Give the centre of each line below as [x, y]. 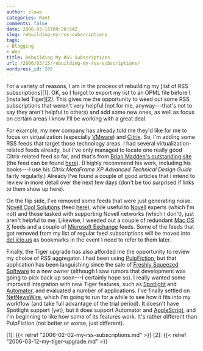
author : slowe [24, 12]
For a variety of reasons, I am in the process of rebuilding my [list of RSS [97, 86]
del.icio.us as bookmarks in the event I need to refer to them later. [89, 240]
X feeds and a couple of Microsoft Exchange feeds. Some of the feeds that [100, 227]
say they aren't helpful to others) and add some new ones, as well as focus [101, 112]
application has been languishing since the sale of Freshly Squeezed [92, 265]
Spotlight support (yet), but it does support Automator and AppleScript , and [101, 310]
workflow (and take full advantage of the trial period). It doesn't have [93, 304]
